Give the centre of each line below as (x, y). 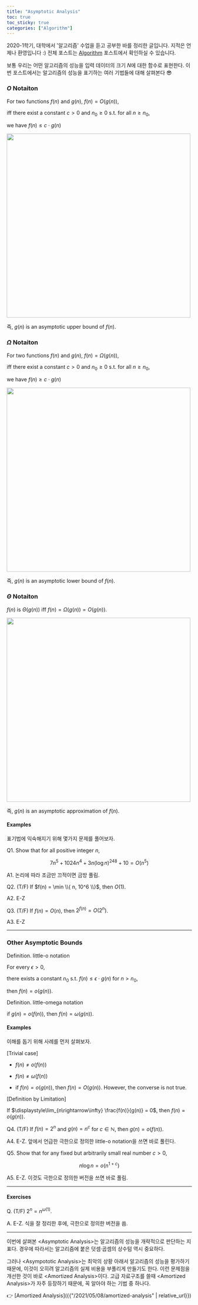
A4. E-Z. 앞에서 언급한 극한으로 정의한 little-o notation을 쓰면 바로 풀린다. (91, 1141)
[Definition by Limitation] (36, 1099)
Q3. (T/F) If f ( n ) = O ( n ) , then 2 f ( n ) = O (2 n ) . (57, 910)
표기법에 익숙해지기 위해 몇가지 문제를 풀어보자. (61, 838)
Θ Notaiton (23, 597)
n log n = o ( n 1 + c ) (99, 1165)
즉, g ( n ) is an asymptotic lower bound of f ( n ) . (61, 581)
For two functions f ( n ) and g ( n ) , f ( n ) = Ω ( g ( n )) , (63, 355)
